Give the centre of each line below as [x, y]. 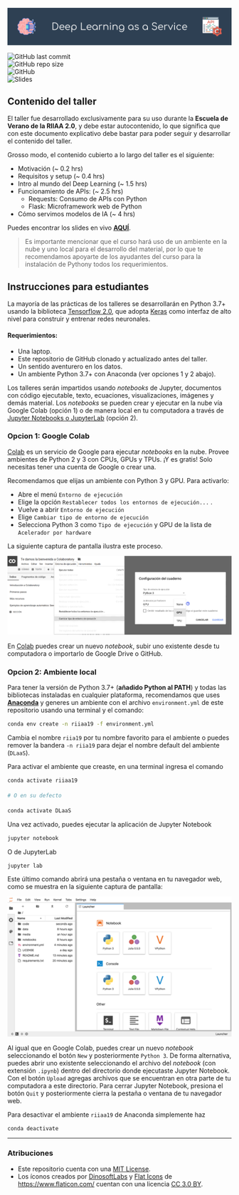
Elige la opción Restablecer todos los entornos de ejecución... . [115, 501]
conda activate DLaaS [39, 811]
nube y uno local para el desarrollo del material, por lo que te [114, 249]
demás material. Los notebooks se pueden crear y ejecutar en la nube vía [115, 403]
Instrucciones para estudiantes [78, 286]
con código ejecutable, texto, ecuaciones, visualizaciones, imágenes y [111, 395]
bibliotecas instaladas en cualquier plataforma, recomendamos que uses [114, 695]
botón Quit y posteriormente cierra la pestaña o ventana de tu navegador [115, 1093]
